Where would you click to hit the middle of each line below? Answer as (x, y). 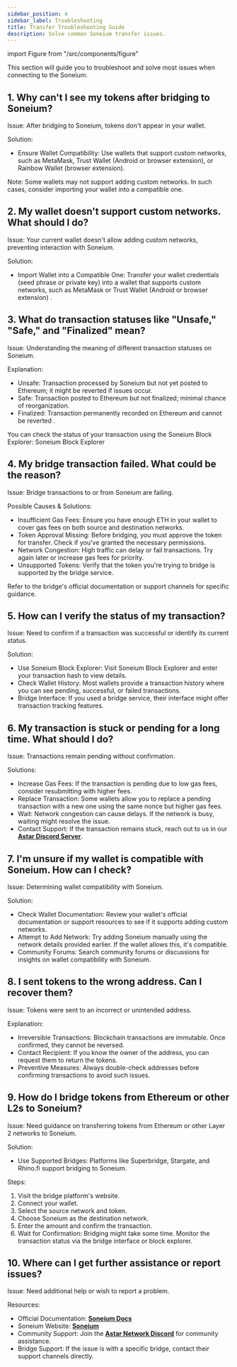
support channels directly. (56, 1356)
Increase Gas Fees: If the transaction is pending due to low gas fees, (117, 783)
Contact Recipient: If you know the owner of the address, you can (113, 1052)
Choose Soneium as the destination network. (83, 1218)
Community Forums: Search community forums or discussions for (114, 952)
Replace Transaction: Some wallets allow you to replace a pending (114, 799)
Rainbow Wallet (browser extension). (71, 168)
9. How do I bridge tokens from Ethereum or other (118, 1097)
